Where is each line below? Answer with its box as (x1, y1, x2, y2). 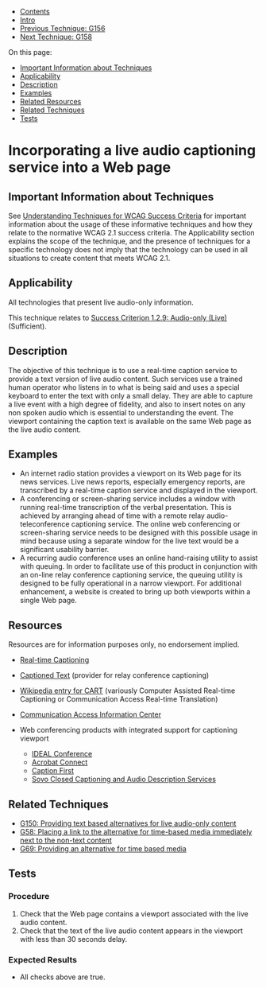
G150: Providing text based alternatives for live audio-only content (19, 819, 237, 828)
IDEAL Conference (31, 749, 93, 759)
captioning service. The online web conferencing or (71, 519, 241, 529)
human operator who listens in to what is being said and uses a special (8, 382, 240, 392)
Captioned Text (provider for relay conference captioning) (19, 671, 210, 680)
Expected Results (8, 954, 78, 965)
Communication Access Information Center (19, 710, 161, 719)
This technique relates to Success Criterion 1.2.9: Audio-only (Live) (8, 313, 228, 322)
